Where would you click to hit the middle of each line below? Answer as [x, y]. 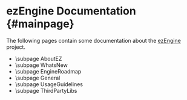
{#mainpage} [40, 24]
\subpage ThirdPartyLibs [46, 90]
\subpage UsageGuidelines [49, 84]
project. [16, 47]
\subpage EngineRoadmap [48, 71]
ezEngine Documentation [71, 11]
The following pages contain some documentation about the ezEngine [94, 40]
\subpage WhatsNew [41, 65]
